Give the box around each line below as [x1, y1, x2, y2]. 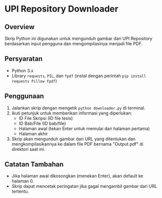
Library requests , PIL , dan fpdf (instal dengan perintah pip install [11, 73, 146, 79]
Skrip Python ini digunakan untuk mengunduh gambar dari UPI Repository [4, 35, 153, 41]
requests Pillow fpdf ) [11, 78, 57, 83]
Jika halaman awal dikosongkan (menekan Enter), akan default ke [11, 173, 144, 179]
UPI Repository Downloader [4, 3, 119, 15]
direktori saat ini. [11, 146, 45, 152]
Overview [4, 23, 35, 31]
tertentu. [11, 188, 29, 195]
